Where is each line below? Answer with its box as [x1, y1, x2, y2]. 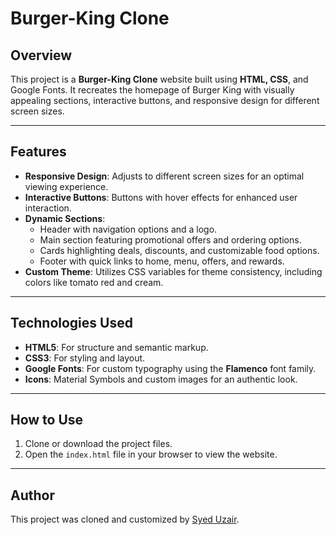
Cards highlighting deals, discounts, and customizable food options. [39, 244, 320, 256]
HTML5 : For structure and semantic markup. [24, 341, 209, 353]
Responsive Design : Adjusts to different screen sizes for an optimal [24, 170, 305, 182]
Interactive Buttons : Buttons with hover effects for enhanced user [24, 191, 298, 203]
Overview [10, 47, 73, 64]
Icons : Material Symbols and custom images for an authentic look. [24, 373, 298, 385]
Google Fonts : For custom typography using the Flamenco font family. [24, 362, 317, 374]
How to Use [10, 412, 84, 429]
